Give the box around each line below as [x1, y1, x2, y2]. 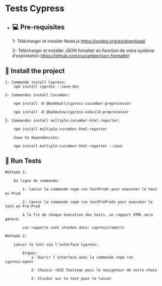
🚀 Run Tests [5, 157, 42, 165]
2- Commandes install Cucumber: [5, 92, 70, 97]
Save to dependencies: [14, 135, 60, 140]
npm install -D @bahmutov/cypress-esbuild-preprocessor [14, 109, 130, 114]
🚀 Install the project [5, 67, 65, 75]
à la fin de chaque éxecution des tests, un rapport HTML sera [22, 212, 153, 217]
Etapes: [22, 250, 38, 255]
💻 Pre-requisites [12, 23, 65, 31]
